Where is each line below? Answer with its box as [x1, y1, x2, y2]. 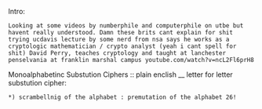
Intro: [8, 7, 26, 16]
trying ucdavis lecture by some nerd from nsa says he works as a [8, 35, 230, 43]
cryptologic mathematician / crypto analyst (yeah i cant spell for [8, 42, 237, 50]
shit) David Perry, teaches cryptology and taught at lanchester [8, 49, 226, 57]
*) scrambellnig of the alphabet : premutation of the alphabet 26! [8, 93, 237, 101]
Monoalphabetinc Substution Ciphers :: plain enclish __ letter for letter [8, 70, 233, 79]
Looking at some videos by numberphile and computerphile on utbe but [8, 22, 244, 30]
